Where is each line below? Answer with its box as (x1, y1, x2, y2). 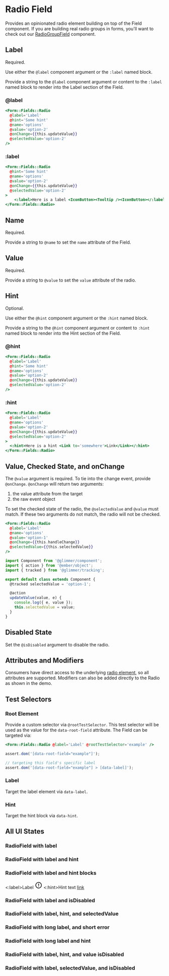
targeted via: (5, 732, 32, 738)
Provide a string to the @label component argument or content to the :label (5, 78, 162, 84)
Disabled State (5, 628, 52, 637)
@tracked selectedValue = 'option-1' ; (10, 581, 92, 587)
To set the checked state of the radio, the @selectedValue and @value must (5, 505, 159, 512)
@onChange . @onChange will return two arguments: (5, 481, 104, 487)
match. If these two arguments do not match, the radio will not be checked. (5, 511, 161, 517)
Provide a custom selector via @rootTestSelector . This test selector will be (5, 722, 159, 727)
